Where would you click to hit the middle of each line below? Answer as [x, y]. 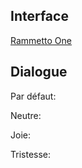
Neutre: [26, 115]
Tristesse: [31, 154]
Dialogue [39, 72]
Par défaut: [33, 96]
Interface [39, 16]
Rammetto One [41, 40]
